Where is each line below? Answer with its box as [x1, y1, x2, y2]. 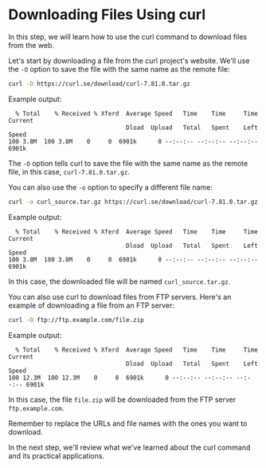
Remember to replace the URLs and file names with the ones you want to [8, 419, 248, 428]
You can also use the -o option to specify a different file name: [8, 182, 213, 192]
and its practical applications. [8, 450, 105, 460]
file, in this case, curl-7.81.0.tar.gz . [8, 167, 130, 176]
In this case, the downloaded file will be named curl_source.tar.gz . [8, 277, 231, 286]
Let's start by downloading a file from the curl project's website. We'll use [8, 56, 250, 65]
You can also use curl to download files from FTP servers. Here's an [8, 292, 232, 301]
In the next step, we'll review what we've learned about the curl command [8, 442, 251, 452]
